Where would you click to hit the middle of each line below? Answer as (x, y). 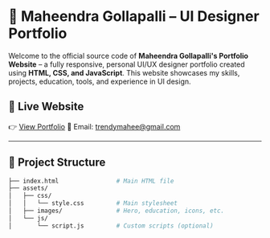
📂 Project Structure (57, 163)
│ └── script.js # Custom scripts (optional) (111, 226)
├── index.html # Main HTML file (91, 181)
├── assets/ (28, 188)
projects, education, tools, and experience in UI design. (100, 81)
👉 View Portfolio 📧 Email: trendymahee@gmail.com (94, 126)
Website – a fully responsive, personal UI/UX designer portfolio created (127, 64)
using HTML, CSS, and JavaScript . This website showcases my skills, (124, 72)
